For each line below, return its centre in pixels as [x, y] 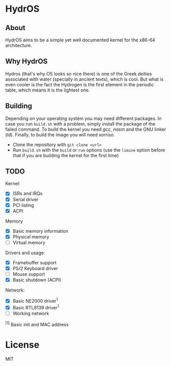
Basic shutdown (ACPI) [37, 280]
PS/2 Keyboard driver [35, 268]
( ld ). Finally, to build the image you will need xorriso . [60, 135]
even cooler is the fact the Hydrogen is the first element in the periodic [80, 84]
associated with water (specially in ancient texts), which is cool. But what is [84, 79]
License [22, 345]
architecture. [19, 45]
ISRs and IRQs [28, 193]
